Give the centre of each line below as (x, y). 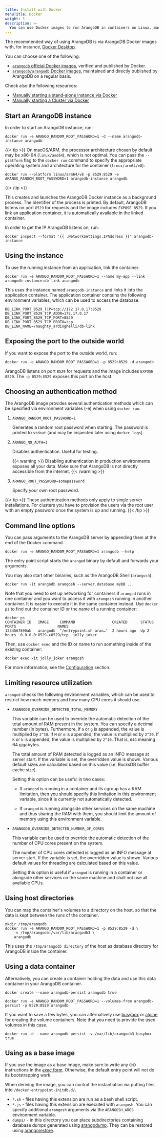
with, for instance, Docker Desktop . (41, 47)
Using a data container (40, 967)
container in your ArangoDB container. (43, 983)
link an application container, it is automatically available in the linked (74, 213)
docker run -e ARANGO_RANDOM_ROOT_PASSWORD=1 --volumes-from (69, 1001)
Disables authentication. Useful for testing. (55, 452)
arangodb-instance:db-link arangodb (42, 281)
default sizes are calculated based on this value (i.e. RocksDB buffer (81, 764)
